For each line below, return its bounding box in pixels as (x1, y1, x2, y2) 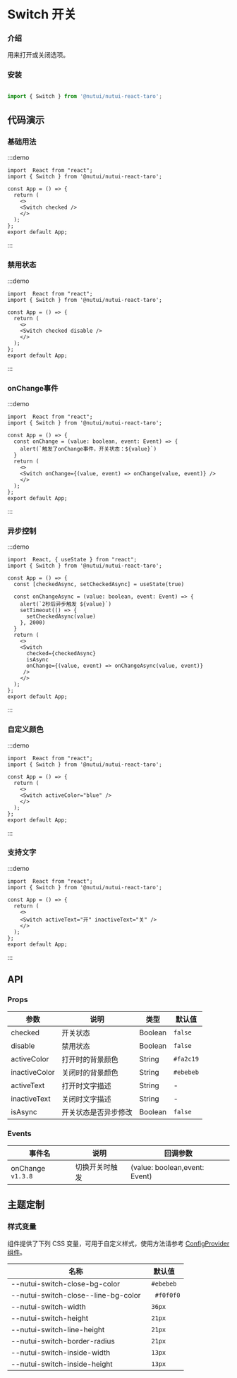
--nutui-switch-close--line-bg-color (11, 1290, 141, 1300)
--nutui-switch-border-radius (11, 1336, 115, 1346)
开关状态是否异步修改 (61, 1107, 133, 1117)
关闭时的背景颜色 (61, 1068, 119, 1078)
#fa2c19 (173, 1055, 200, 1063)
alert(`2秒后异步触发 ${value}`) (20, 601, 112, 608)
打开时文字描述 (61, 1080, 111, 1090)
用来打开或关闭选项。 (7, 51, 69, 59)
